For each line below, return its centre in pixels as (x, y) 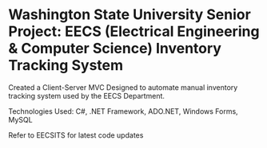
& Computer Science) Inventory (115, 49)
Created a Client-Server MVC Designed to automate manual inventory (123, 87)
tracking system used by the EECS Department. (87, 95)
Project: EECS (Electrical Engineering (134, 31)
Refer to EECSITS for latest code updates (76, 135)
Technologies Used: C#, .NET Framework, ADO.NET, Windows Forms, (123, 111)
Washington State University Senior (130, 15)
